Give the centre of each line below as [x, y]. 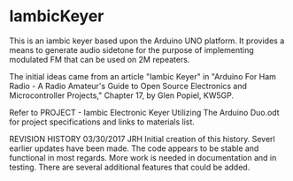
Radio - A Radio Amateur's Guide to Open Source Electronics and [128, 86]
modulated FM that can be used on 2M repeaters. [100, 59]
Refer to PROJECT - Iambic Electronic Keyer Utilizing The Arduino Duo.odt [145, 112]
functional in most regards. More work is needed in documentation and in [143, 157]
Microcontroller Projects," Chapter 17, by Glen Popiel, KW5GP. [122, 95]
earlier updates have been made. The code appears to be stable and [134, 148]
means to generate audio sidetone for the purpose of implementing [131, 49]
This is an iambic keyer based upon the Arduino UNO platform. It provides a [147, 41]
